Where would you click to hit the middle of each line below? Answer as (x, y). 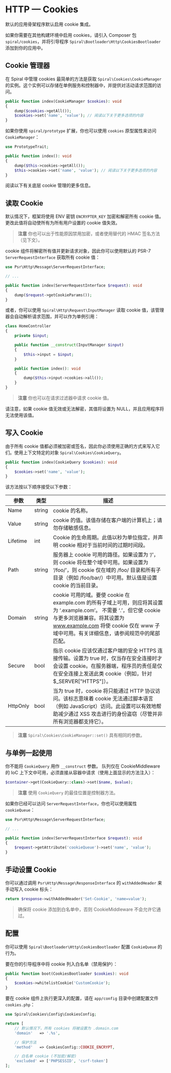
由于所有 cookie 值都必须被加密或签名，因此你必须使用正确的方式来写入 (80, 446)
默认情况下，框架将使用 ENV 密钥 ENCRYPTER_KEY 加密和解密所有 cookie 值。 (84, 216)
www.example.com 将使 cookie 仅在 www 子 (107, 626)
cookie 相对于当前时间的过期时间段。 (104, 545)
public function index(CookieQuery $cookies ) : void (61, 462)
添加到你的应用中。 (25, 48)
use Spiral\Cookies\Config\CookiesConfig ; (51, 1014)
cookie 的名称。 (72, 511)
